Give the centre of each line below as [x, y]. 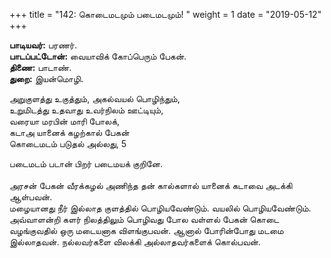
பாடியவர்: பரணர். [43, 45]
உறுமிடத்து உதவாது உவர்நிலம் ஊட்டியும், [86, 110]
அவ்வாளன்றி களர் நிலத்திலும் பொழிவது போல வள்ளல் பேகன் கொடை [144, 219]
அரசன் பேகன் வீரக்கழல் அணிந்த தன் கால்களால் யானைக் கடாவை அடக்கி [151, 185]
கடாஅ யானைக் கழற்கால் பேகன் [69, 132]
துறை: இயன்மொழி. [46, 78]
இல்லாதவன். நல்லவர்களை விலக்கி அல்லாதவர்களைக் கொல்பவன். [135, 242]
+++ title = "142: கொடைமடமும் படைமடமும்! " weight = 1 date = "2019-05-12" [165, 14]
